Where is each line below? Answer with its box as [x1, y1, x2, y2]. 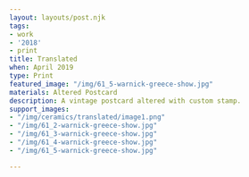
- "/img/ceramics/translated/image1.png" [9, 113, 166, 122]
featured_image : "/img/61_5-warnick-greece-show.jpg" [9, 80, 214, 88]
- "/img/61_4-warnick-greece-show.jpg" [9, 138, 158, 147]
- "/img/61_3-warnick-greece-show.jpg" [9, 130, 158, 139]
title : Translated [9, 55, 78, 63]
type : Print [9, 72, 54, 80]
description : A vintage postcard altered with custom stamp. [9, 96, 242, 105]
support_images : [9, 105, 70, 114]
